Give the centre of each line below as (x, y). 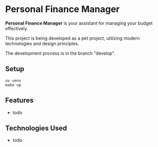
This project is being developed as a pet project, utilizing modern (72, 38)
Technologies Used (36, 128)
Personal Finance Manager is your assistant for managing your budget (79, 23)
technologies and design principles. (42, 43)
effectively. (17, 28)
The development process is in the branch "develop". (60, 53)
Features (19, 101)
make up (13, 85)
